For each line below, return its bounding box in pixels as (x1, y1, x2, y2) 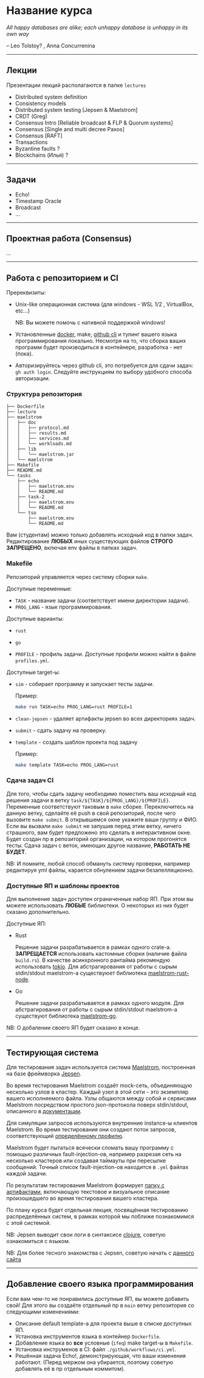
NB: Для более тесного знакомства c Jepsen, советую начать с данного (6, 1249, 194, 1256)
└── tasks (6, 473, 32, 479)
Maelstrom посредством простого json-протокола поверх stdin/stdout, (6, 1101, 189, 1108)
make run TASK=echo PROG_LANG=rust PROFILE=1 (15, 704, 132, 710)
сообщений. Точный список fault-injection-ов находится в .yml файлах (6, 1163, 189, 1170)
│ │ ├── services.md (6, 436, 69, 442)
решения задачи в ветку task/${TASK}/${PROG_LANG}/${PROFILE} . (6, 797, 171, 804)
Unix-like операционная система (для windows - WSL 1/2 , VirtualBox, (15, 301, 194, 308)
